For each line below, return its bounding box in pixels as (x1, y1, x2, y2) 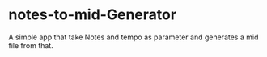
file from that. (8, 40, 54, 50)
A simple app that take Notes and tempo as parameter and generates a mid (8, 32, 259, 42)
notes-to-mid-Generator (8, 6, 176, 24)
